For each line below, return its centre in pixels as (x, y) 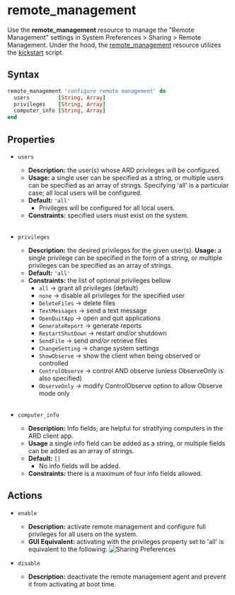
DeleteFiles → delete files (77, 302)
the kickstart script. (36, 52)
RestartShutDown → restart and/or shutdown (103, 333)
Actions (25, 495)
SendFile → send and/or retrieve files (93, 340)
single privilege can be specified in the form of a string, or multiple (125, 258)
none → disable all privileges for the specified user (112, 295)
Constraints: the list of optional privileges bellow (99, 280)
